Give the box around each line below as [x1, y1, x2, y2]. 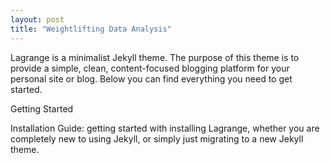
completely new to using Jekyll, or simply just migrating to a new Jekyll [10, 132, 304, 145]
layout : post [10, 14, 65, 25]
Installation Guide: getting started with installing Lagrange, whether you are [10, 122, 320, 134]
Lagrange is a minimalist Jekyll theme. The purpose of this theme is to [10, 51, 300, 63]
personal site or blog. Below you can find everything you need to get [10, 72, 293, 85]
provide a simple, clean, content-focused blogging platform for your [10, 62, 290, 74]
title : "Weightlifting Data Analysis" [10, 24, 172, 34]
